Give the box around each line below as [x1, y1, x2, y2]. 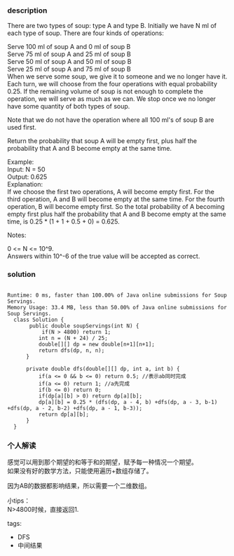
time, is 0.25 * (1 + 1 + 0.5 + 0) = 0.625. [7, 217, 121, 226]
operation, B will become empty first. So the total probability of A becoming [7, 203, 226, 211]
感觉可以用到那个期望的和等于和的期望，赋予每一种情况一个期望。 [7, 458, 198, 466]
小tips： [7, 496, 30, 505]
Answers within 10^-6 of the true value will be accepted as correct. [7, 252, 200, 261]
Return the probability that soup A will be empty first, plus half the [7, 137, 198, 145]
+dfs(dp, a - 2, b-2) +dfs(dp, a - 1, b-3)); [7, 405, 142, 412]
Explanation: [7, 180, 43, 189]
